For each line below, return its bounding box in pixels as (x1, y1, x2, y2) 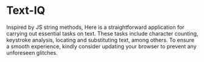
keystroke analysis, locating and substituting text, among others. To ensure (6, 36, 195, 43)
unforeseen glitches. (6, 49, 58, 56)
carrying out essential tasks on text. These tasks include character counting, (6, 29, 199, 37)
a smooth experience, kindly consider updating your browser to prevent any (6, 43, 197, 50)
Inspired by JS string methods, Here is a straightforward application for (6, 23, 185, 31)
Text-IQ (6, 4, 46, 17)
